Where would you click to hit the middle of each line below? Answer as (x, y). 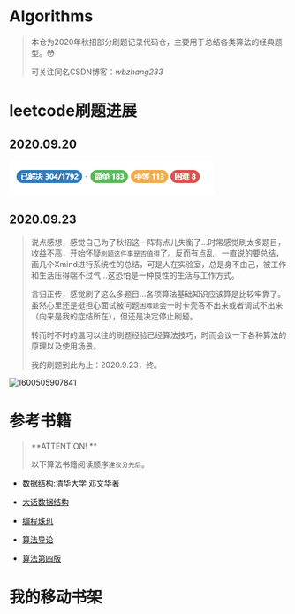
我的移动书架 (56, 597)
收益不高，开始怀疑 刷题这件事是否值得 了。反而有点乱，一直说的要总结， (157, 253)
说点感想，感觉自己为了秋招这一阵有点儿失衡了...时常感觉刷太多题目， (158, 242)
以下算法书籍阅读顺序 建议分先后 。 (90, 464)
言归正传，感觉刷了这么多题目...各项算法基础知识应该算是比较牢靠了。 (158, 294)
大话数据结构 (45, 502)
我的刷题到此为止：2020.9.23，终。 (96, 365)
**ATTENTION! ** (64, 446)
